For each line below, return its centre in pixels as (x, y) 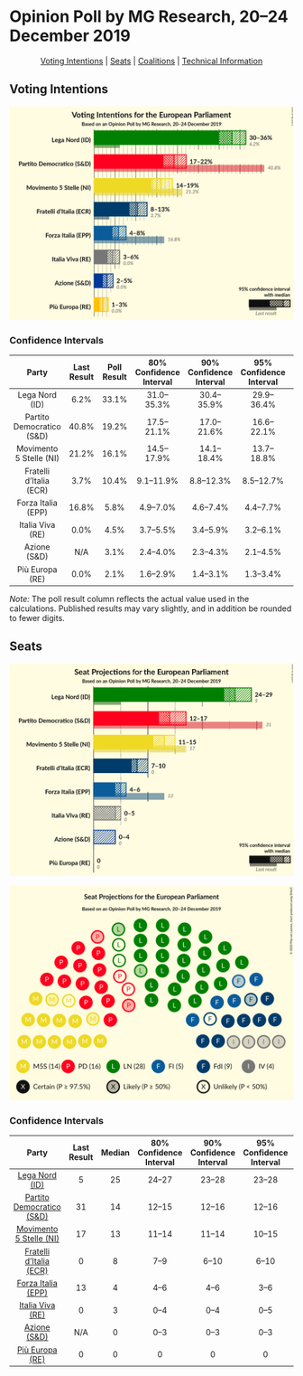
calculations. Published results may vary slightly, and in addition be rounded (151, 608)
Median (115, 1152)
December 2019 (70, 36)
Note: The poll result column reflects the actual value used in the (129, 599)
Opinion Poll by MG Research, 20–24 (149, 17)
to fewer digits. (37, 618)
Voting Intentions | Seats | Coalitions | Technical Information (151, 61)
